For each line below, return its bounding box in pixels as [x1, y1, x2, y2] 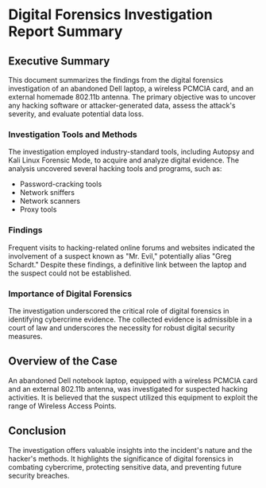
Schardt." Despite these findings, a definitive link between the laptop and [8, 260, 247, 269]
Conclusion [8, 424, 67, 438]
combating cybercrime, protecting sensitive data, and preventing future [8, 462, 242, 471]
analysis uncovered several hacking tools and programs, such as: [8, 164, 222, 174]
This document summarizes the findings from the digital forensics [8, 76, 224, 84]
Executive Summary [8, 54, 110, 68]
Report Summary [8, 22, 123, 41]
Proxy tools [19, 205, 57, 214]
